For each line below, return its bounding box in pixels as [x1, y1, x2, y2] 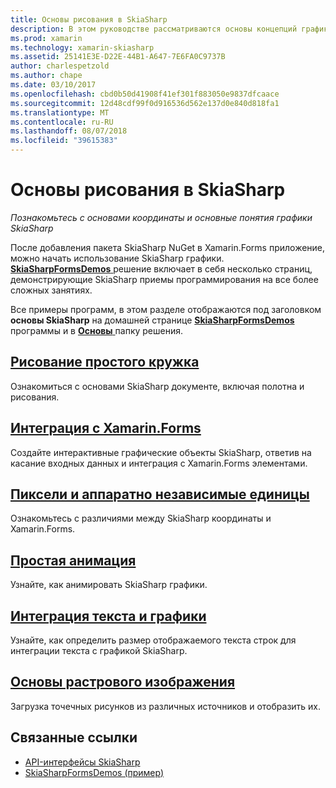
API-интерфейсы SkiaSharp [24, 756, 141, 768]
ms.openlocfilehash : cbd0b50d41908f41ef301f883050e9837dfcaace [10, 89, 280, 99]
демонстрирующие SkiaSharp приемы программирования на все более [10, 273, 319, 285]
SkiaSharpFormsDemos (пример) [24, 766, 165, 778]
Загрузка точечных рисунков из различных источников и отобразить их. [10, 700, 322, 712]
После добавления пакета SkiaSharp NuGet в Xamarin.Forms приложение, [10, 241, 326, 253]
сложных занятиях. [10, 284, 93, 296]
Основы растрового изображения [10, 674, 236, 691]
